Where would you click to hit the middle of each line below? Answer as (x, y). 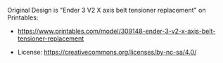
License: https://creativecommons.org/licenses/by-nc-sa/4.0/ (107, 52)
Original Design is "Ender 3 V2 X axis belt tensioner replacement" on (107, 10)
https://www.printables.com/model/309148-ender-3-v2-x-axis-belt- (116, 31)
